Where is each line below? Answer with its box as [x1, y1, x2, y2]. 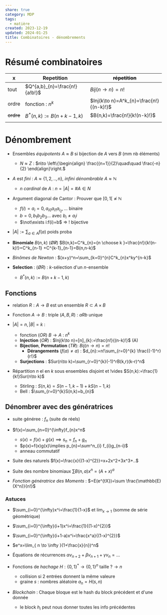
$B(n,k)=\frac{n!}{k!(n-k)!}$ [90, 112, 156, 119]
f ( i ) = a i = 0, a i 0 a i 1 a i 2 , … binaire [19, 205, 83, 213]
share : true [5, 7, 30, 12]
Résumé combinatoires [5, 57, 103, 68]
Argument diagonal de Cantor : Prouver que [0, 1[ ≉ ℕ [12, 196, 122, 202]
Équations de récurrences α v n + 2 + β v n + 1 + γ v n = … [12, 552, 120, 559]
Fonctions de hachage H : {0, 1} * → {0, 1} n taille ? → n [12, 563, 123, 570]
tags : [5, 16, 16, 21]
